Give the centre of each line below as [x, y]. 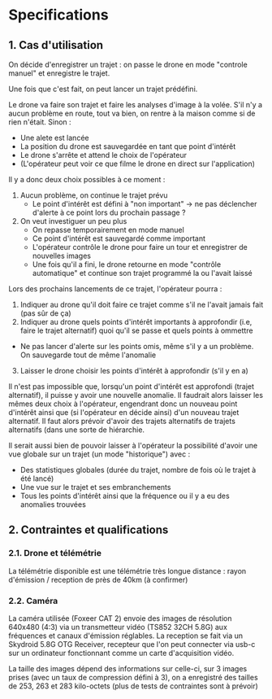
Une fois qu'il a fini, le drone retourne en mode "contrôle [127, 264]
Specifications [58, 15]
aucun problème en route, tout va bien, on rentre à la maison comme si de [132, 113]
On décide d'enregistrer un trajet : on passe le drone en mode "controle [128, 64]
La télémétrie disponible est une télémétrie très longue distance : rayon [127, 570]
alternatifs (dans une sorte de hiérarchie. [76, 430]
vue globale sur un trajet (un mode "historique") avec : [99, 454]
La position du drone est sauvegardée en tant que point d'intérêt [128, 146]
